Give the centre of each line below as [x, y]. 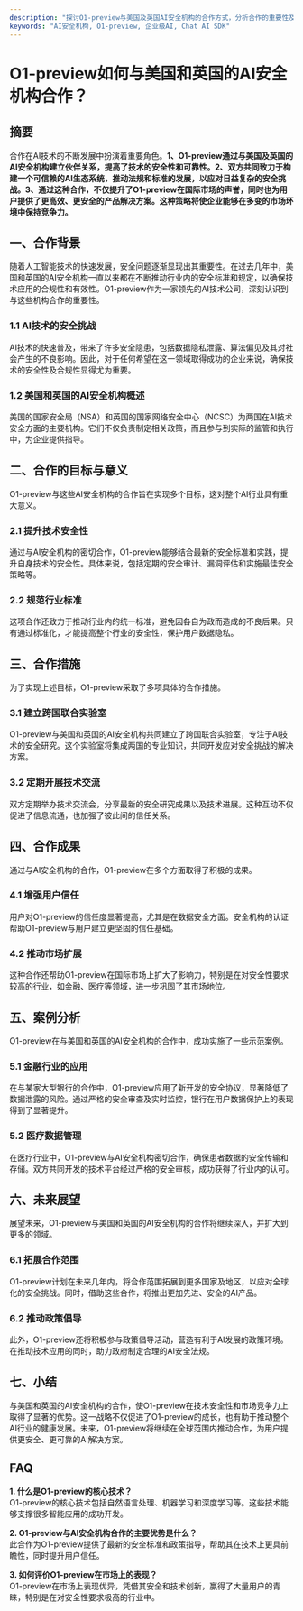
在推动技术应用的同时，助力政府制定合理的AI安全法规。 [112, 1350]
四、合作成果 [45, 847]
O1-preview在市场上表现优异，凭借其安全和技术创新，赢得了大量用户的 [141, 1586]
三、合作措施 [45, 664]
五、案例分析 [45, 1017]
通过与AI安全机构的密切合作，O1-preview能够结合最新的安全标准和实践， [145, 552]
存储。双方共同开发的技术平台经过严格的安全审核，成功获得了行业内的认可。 [151, 1168]
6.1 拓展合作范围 [44, 1260]
